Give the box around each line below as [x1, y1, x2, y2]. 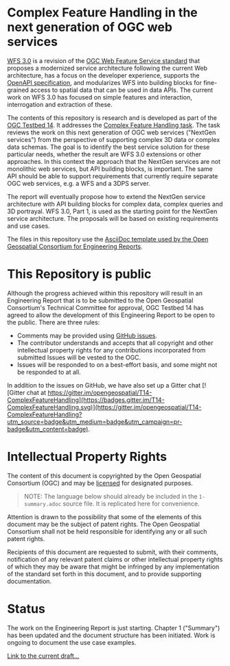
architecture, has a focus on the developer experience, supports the [7, 71, 200, 80]
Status [7, 602, 46, 617]
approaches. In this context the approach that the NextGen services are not [7, 157, 221, 165]
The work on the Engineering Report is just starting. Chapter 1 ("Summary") [7, 623, 220, 632]
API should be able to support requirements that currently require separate [7, 171, 218, 180]
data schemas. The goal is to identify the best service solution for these [7, 143, 210, 151]
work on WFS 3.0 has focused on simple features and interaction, [7, 93, 192, 101]
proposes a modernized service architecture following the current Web [7, 64, 208, 72]
